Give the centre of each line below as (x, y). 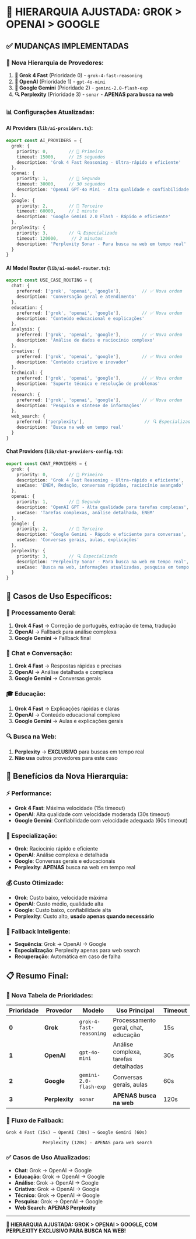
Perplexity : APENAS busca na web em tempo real (75, 867)
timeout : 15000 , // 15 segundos (61, 157)
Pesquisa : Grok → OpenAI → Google (59, 1201)
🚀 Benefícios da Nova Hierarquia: (67, 777)
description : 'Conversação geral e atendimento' (77, 297)
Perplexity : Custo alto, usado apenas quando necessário (84, 916)
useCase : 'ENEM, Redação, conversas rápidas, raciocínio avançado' (100, 486)
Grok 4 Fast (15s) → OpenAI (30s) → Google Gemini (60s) (77, 1133)
